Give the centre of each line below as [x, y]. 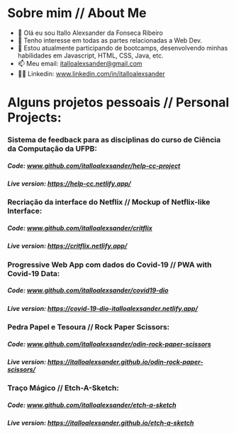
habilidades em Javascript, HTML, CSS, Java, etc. [91, 55]
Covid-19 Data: [34, 273]
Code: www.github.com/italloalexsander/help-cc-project [94, 166]
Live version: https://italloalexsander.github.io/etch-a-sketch [101, 423]
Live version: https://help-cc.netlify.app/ [69, 184]
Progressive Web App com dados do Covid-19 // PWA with [110, 265]
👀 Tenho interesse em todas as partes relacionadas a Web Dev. [110, 40]
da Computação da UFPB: [52, 149]
